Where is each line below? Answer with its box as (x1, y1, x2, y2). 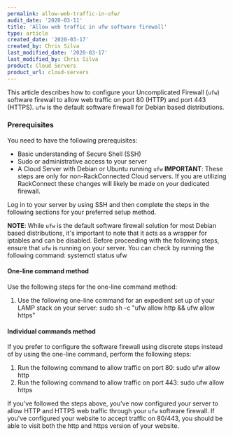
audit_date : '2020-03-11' (7, 17, 83, 24)
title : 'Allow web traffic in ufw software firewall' (7, 23, 168, 30)
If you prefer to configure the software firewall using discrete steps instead (7, 343, 223, 351)
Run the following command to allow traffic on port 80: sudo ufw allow (17, 364, 220, 372)
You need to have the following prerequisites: (7, 136, 138, 144)
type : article (7, 29, 49, 37)
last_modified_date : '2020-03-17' (7, 50, 108, 57)
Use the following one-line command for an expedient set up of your (17, 296, 215, 304)
